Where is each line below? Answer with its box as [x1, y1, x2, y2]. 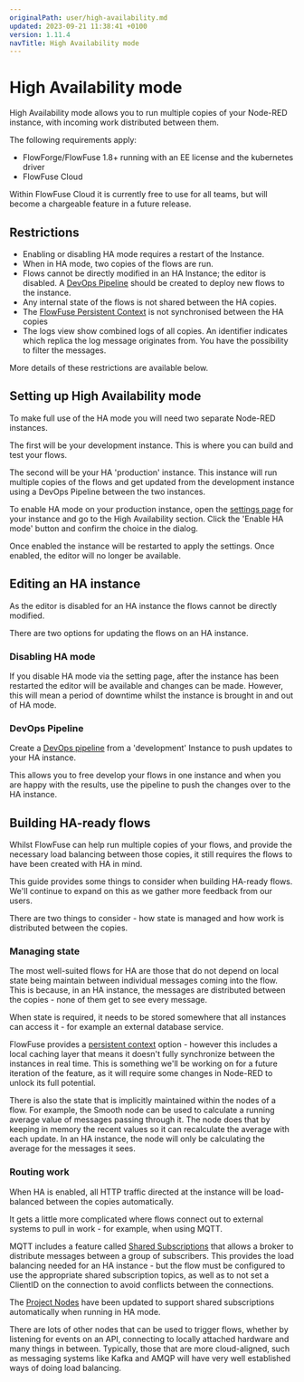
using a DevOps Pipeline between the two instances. [9, 486, 206, 497]
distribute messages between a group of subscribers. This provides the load [9, 1250, 294, 1261]
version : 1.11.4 [9, 30, 71, 39]
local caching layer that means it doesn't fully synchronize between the [9, 1049, 276, 1060]
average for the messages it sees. [9, 1143, 136, 1154]
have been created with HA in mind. [9, 859, 143, 870]
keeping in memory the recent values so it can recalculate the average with [9, 1124, 290, 1135]
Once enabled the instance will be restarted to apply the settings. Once [9, 540, 275, 551]
